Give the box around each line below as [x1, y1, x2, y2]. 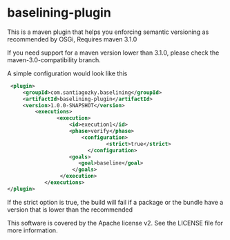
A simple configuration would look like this [7, 69, 128, 77]
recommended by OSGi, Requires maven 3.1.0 [7, 35, 137, 43]
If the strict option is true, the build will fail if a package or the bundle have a [7, 198, 224, 206]
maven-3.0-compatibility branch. [7, 55, 102, 64]
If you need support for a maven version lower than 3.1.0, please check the [7, 48, 220, 57]
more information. [7, 226, 58, 234]
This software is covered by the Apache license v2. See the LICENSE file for [7, 219, 223, 227]
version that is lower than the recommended [7, 205, 133, 214]
